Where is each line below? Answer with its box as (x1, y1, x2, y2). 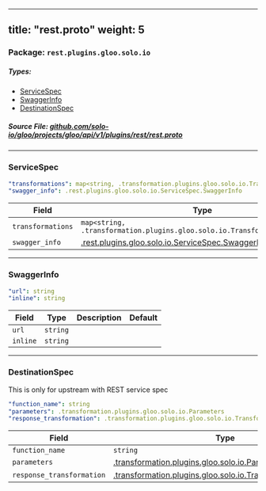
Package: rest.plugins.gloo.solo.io (8, 47, 151, 58)
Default (129, 312, 158, 323)
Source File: (8, 121, 49, 131)
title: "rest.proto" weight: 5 (8, 23, 145, 36)
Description (76, 312, 122, 323)
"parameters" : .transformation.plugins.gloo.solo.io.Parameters (8, 407, 225, 416)
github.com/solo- (49, 121, 109, 131)
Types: (8, 67, 32, 76)
